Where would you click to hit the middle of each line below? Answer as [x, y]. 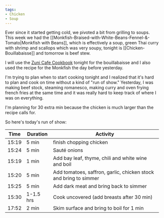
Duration [37, 134]
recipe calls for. [20, 113]
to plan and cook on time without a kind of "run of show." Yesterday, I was [79, 82]
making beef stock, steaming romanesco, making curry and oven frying [77, 88]
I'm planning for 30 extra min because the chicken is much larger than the [79, 107]
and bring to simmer [76, 178]
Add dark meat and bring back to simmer [100, 186]
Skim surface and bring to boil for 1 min [98, 208]
